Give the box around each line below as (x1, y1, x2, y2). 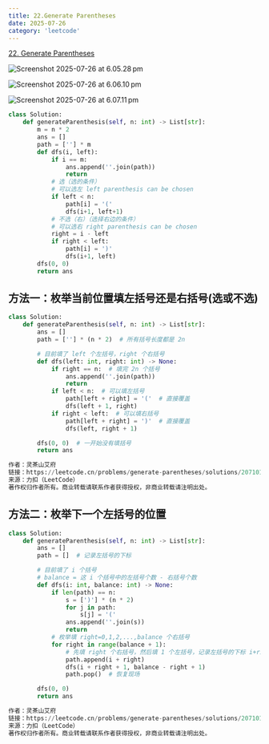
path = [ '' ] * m (37, 140, 91, 148)
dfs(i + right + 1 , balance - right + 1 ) (65, 663, 206, 671)
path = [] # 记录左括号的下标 (37, 552, 132, 560)
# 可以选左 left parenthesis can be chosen (50, 185, 194, 193)
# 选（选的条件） (50, 178, 101, 186)
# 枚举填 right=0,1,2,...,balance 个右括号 (50, 633, 191, 641)
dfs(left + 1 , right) (65, 402, 138, 410)
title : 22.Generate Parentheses (8, 11, 116, 20)
